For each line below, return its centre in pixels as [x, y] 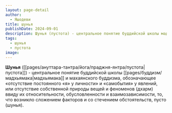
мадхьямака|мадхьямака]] [35, 78]
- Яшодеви [20, 19]
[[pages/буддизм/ [143, 72]
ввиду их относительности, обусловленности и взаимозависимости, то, [84, 94]
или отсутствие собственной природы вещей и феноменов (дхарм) [79, 89]
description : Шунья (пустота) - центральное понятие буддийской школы [82, 34]
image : [12, 52]
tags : [11, 39]
